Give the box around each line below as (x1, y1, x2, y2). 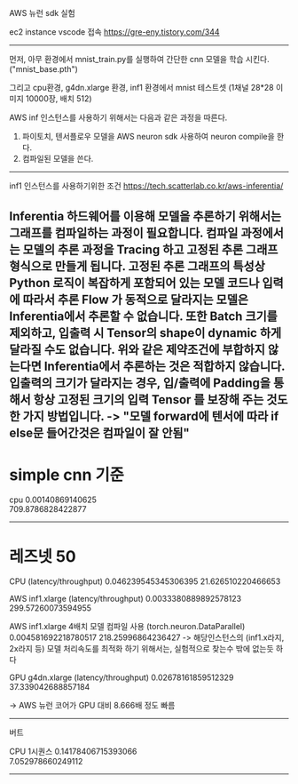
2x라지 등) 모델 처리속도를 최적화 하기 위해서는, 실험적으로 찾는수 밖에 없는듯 (9, 644, 274, 654)
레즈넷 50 (9, 546, 77, 566)
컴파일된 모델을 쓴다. (21, 154, 94, 164)
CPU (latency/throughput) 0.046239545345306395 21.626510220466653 (9, 576, 281, 587)
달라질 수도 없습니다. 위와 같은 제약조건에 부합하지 (9, 342, 266, 357)
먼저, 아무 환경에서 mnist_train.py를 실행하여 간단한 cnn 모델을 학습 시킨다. (9, 54, 271, 64)
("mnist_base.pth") (9, 64, 78, 74)
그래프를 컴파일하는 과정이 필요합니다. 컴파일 (9, 226, 239, 241)
